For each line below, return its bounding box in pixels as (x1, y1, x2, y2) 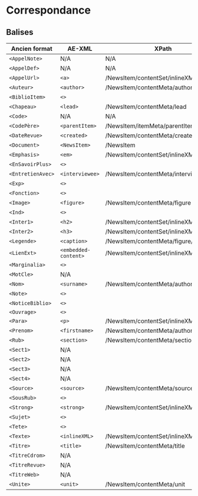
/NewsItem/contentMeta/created (105, 131, 196, 140)
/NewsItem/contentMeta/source (105, 384, 194, 392)
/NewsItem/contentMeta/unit (105, 480, 186, 488)
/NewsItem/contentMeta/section (105, 336, 196, 344)
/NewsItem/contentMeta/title (105, 442, 185, 450)
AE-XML (67, 45, 93, 53)
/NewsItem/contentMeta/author (105, 83, 193, 92)
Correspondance (6, 4, 91, 17)
